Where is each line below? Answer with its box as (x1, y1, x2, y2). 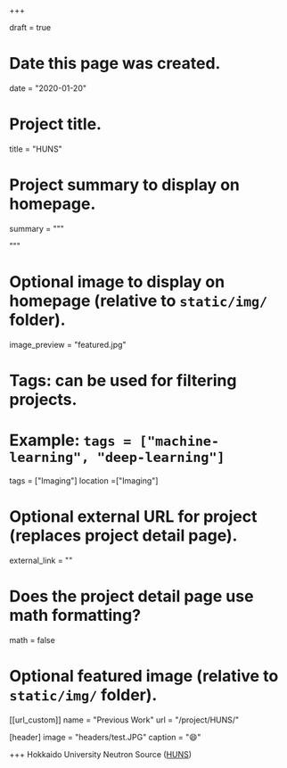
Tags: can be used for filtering (9, 370, 237, 391)
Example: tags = (9, 430, 132, 450)
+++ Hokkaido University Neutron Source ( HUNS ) (9, 748, 193, 759)
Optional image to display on (9, 272, 225, 292)
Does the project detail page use (9, 586, 254, 607)
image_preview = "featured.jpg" (9, 339, 127, 350)
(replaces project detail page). (9, 525, 238, 546)
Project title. (9, 114, 102, 135)
